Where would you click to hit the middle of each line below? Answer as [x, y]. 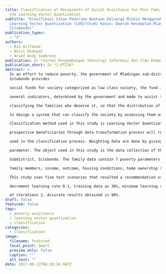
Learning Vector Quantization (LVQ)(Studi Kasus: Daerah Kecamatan [81, 24]
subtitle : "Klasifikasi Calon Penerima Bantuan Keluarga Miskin [73, 19]
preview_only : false [31, 250]
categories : [17, 227]
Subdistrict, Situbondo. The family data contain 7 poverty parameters [85, 159]
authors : [14, 42]
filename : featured [30, 241]
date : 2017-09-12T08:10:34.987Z [38, 264]
